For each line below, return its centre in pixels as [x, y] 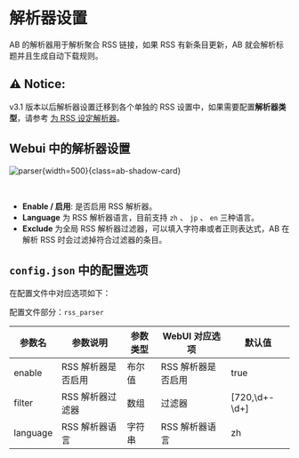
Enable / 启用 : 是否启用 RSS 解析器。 [89, 206]
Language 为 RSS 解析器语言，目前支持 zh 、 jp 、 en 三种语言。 [141, 217]
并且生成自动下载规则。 [60, 55]
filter [24, 403]
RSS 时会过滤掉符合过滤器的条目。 [103, 239]
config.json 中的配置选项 [79, 270]
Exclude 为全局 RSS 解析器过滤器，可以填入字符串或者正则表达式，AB [151, 229]
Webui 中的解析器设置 [70, 149]
